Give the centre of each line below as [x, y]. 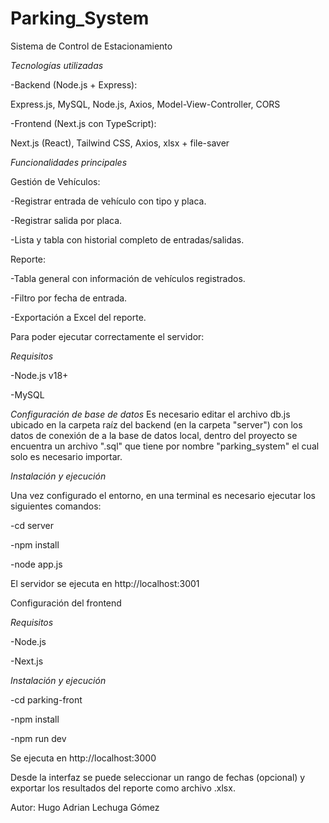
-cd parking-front [46, 699]
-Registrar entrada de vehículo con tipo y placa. [108, 201]
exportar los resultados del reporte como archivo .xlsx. [123, 788]
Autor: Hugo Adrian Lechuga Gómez [85, 807]
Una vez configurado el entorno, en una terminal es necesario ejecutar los [163, 495]
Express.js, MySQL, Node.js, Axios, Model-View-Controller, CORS [145, 104]
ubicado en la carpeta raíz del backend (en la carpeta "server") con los [156, 424]
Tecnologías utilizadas [57, 65]
